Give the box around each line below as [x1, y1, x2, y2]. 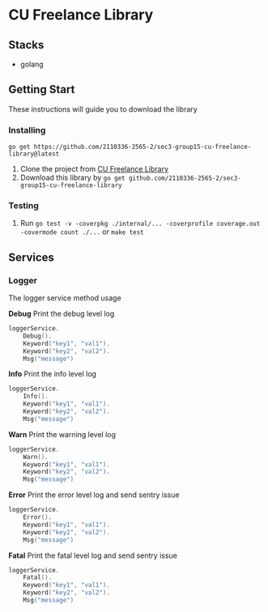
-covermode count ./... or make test [19, 227, 144, 236]
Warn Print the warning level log [8, 429, 116, 439]
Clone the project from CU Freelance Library [19, 164, 168, 174]
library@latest [8, 150, 60, 159]
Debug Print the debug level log [8, 309, 115, 319]
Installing [8, 124, 46, 135]
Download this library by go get [19, 172, 125, 183]
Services [8, 250, 55, 264]
